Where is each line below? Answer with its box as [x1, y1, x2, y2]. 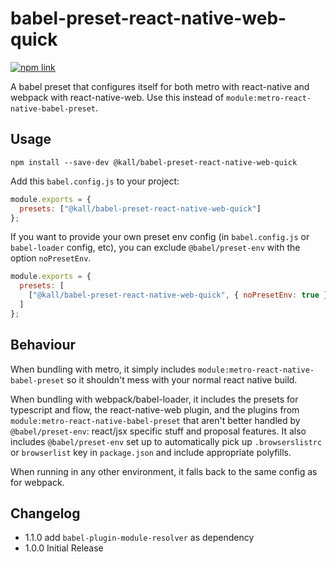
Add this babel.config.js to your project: [10, 175, 180, 187]
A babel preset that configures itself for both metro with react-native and [10, 80, 310, 92]
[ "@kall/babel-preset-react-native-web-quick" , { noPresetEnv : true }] [28, 290, 333, 301]
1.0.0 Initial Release [24, 542, 104, 554]
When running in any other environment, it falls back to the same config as [10, 465, 318, 477]
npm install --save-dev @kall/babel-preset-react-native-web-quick [10, 157, 298, 167]
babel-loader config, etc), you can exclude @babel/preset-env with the [10, 242, 301, 254]
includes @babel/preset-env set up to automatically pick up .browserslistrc [10, 435, 323, 447]
